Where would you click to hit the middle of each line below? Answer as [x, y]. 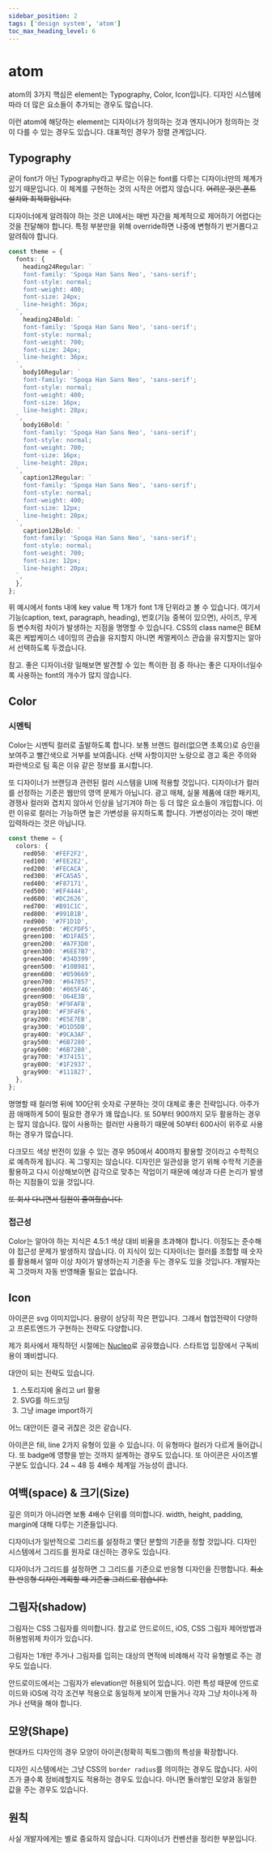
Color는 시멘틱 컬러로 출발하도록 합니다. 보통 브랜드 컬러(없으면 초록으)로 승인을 [134, 745]
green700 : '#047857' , [59, 982]
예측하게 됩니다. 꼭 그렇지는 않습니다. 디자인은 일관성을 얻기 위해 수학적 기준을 [140, 1161]
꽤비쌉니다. [41, 1356]
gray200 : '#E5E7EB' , [57, 1020]
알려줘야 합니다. [34, 237]
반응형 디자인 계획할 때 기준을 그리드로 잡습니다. [92, 1579]
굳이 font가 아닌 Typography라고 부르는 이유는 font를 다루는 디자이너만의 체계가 [136, 178]
